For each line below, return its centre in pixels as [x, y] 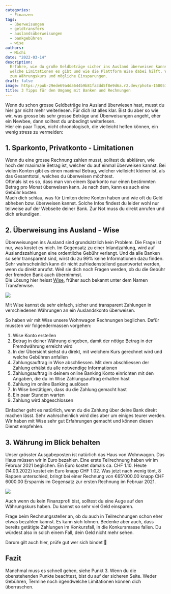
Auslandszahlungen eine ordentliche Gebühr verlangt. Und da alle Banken [83, 253]
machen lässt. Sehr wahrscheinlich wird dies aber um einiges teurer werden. [85, 415]
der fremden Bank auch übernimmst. [44, 275]
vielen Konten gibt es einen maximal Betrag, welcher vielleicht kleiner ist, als [85, 171]
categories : [18, 10]
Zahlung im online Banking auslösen [50, 384]
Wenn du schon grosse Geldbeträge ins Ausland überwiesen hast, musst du [85, 105]
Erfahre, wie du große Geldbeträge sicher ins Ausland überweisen [82, 67]
